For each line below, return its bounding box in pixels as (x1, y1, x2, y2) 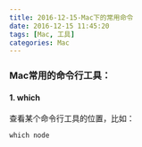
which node (9, 131, 50, 140)
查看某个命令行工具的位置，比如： (9, 113, 135, 124)
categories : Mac (9, 38, 70, 48)
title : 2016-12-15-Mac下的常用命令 (9, 13, 134, 22)
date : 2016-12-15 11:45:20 (9, 22, 110, 30)
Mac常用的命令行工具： (9, 69, 112, 82)
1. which (9, 91, 40, 103)
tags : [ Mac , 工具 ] (9, 30, 75, 39)
